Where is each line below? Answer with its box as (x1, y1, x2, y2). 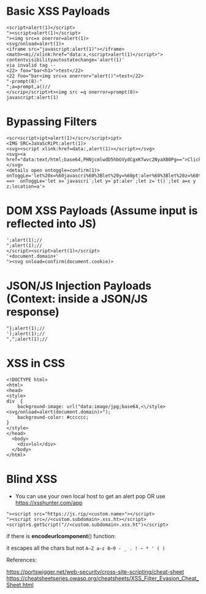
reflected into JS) (6, 217, 97, 231)
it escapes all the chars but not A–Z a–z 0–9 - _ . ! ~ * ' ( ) (6, 544, 166, 552)
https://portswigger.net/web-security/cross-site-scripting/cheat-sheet (6, 568, 185, 575)
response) (6, 305, 59, 318)
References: (6, 556, 37, 563)
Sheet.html (6, 581, 34, 588)
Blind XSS (6, 472, 58, 486)
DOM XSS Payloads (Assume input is (6, 204, 198, 218)
